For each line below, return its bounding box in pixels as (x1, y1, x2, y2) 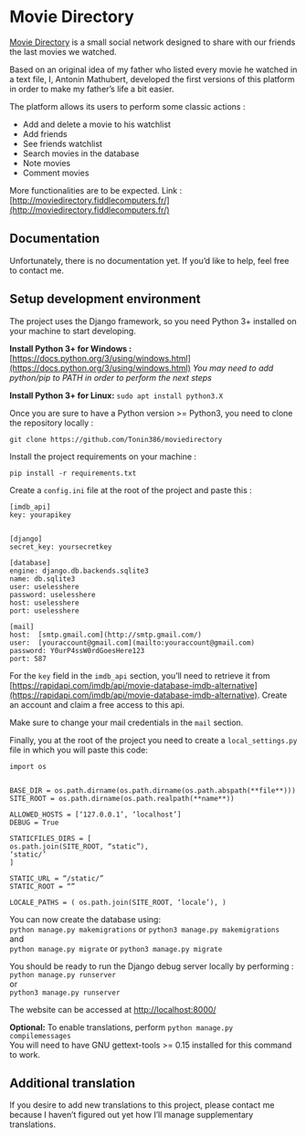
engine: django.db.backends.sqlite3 (9, 566, 149, 575)
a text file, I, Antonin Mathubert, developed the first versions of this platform (9, 73, 295, 84)
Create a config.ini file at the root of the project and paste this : (9, 484, 253, 495)
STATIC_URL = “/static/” (9, 874, 104, 883)
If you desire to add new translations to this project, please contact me (9, 1100, 275, 1111)
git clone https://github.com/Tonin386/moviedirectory (9, 435, 223, 444)
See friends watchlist (22, 138, 103, 149)
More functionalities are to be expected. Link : (9, 184, 183, 195)
